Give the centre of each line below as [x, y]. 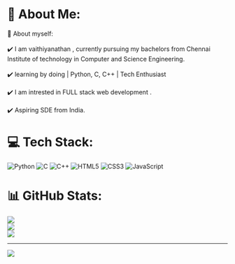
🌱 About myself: [30, 34]
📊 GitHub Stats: [55, 196]
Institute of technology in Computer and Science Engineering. [96, 59]
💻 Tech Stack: [50, 142]
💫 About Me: [44, 14]
